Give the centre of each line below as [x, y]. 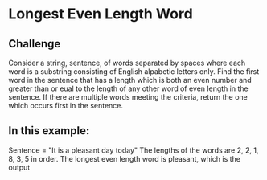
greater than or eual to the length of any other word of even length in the [128, 88]
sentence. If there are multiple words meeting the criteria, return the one [128, 97]
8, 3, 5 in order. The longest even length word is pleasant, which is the [125, 158]
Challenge [35, 44]
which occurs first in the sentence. [66, 106]
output [19, 167]
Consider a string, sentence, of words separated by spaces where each [127, 63]
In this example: [49, 131]
